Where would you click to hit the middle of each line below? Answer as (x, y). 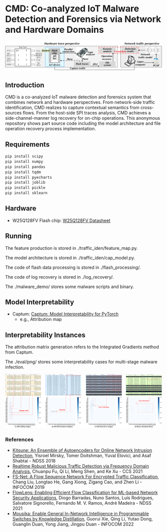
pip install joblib (25, 183)
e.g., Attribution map (41, 319)
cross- (147, 108)
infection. (15, 367)
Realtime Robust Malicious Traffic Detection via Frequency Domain (81, 466)
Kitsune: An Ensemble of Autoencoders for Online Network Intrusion (82, 451)
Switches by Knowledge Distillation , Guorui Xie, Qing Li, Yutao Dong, (83, 519)
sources (13, 113)
